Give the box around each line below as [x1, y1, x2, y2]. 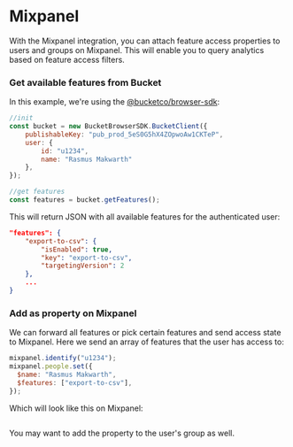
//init [9, 113, 34, 123]
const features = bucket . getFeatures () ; [9, 196, 161, 204]
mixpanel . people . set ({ [9, 362, 93, 371]
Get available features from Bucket [9, 76, 162, 89]
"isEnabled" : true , [41, 245, 113, 254]
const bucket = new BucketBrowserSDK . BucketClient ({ [9, 122, 208, 131]
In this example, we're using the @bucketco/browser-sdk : [9, 96, 220, 107]
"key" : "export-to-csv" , [41, 253, 133, 262]
